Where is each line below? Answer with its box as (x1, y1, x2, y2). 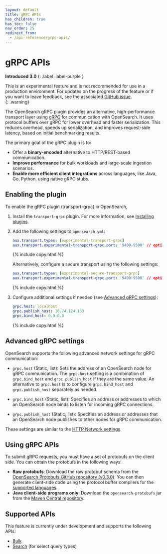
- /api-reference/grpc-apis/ (9, 35, 70, 40)
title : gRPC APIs (5, 12, 41, 17)
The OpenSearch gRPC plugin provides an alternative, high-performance (5, 108, 155, 114)
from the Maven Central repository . (12, 495, 85, 501)
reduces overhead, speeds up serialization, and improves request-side (5, 124, 151, 130)
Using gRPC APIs (5, 440, 59, 449)
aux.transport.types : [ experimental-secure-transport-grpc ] (12, 271, 140, 276)
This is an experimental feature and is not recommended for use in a (5, 83, 146, 89)
